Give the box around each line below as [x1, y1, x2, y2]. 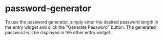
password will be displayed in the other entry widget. [5, 29, 112, 35]
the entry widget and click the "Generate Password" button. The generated [5, 24, 156, 30]
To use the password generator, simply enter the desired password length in [5, 19, 159, 25]
